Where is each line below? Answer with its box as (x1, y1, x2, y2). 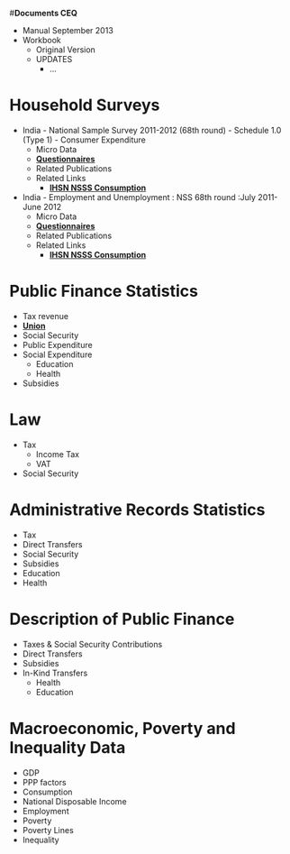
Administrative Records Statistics (9, 500, 266, 519)
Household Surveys (9, 95, 160, 115)
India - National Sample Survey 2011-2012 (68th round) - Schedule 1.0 (22, 124, 282, 135)
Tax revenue (22, 310, 69, 321)
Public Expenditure (22, 339, 93, 350)
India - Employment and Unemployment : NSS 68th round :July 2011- (22, 191, 278, 202)
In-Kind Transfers (22, 667, 88, 678)
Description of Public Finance (9, 609, 235, 629)
